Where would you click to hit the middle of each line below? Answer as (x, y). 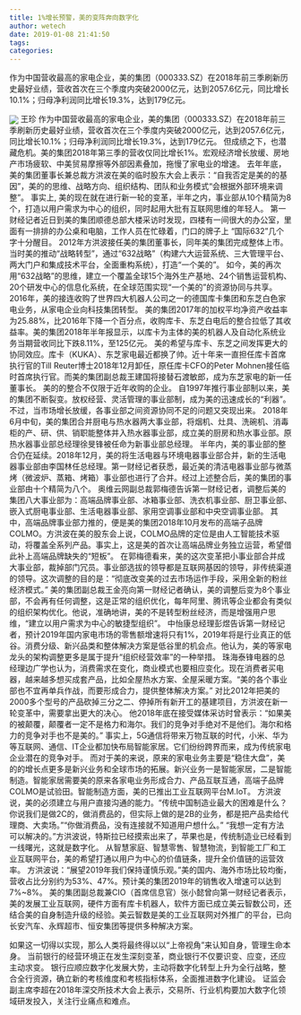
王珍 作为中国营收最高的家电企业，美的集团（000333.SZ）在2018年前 (149, 119)
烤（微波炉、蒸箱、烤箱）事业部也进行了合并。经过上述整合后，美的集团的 (146, 478)
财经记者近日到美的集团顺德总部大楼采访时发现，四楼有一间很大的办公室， (146, 220)
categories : (31, 51)
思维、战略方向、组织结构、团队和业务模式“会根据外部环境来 (164, 187)
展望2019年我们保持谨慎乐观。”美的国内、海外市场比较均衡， (181, 870)
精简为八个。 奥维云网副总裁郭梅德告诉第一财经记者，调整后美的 (167, 489)
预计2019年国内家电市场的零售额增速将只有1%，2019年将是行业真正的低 (158, 635)
